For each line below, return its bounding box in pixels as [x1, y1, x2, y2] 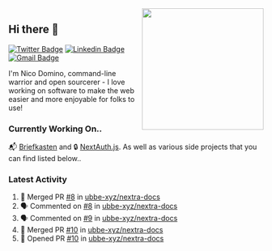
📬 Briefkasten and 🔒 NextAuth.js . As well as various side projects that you [8, 142, 257, 152]
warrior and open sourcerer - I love [8, 77, 125, 87]
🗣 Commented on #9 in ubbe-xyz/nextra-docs [19, 214, 178, 223]
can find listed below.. [8, 154, 82, 164]
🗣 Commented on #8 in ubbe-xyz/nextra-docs [19, 202, 178, 211]
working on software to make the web [8, 85, 135, 96]
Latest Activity [8, 174, 67, 185]
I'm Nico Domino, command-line [8, 68, 117, 78]
